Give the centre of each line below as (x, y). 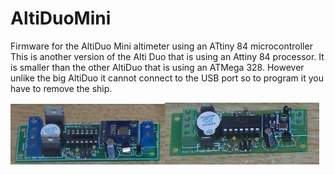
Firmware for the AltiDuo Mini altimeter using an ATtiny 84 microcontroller (161, 46)
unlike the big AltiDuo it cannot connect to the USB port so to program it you (167, 78)
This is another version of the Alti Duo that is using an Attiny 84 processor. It (167, 56)
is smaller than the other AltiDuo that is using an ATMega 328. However (157, 67)
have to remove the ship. (61, 88)
